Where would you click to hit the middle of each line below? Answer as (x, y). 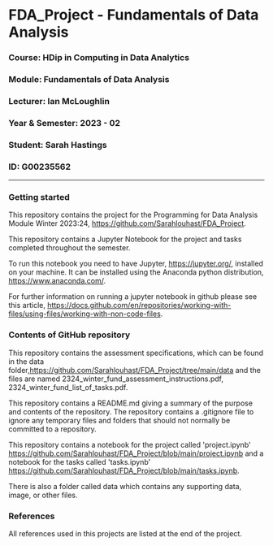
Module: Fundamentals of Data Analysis (89, 80)
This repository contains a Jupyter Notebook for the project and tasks (125, 239)
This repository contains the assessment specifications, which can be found (136, 353)
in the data (26, 361)
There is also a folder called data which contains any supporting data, (125, 486)
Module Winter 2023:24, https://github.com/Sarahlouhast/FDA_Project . (127, 223)
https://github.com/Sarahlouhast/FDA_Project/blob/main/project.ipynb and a (136, 453)
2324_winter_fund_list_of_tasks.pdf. (68, 387)
